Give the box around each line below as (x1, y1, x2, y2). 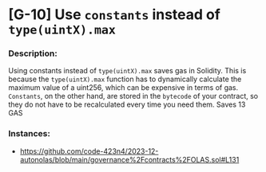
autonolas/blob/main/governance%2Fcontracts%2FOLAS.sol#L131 (19, 154, 240, 164)
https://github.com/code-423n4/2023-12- (19, 146, 159, 156)
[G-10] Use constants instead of (8, 6, 221, 24)
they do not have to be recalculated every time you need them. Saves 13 (8, 100, 246, 109)
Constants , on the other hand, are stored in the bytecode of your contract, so (8, 92, 258, 101)
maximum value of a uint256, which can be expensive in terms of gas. (8, 83, 239, 92)
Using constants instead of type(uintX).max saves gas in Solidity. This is (8, 66, 247, 76)
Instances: (8, 128, 50, 139)
